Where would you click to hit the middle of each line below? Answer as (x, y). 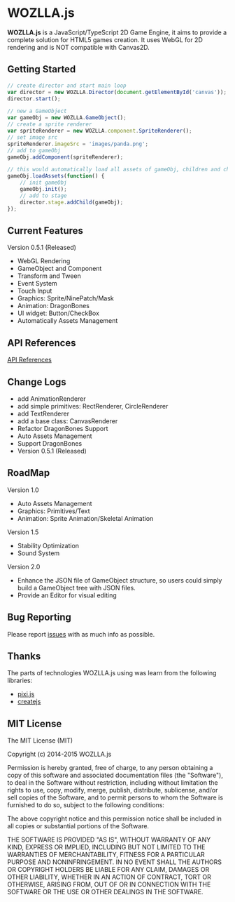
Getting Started (42, 69)
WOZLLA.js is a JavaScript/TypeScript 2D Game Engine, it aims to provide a (117, 32)
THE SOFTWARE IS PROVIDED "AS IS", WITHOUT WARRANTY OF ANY (109, 840)
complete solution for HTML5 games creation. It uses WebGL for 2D (105, 39)
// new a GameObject (37, 111)
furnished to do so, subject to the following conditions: (86, 805)
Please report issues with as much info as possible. (81, 634)
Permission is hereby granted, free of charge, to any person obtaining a (110, 768)
